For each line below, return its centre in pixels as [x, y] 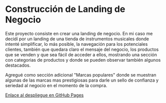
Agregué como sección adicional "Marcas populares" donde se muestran [81, 75]
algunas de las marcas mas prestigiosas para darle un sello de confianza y [82, 80]
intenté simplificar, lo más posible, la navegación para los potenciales [76, 44]
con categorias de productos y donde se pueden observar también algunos [83, 60]
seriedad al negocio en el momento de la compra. [56, 85]
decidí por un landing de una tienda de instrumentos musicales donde [77, 39]
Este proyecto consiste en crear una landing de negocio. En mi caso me [79, 33]
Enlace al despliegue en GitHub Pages [44, 95]
